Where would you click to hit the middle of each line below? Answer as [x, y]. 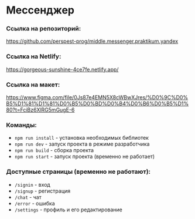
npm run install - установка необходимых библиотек [82, 138]
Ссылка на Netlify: [34, 56]
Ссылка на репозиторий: [44, 29]
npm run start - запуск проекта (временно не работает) [85, 157]
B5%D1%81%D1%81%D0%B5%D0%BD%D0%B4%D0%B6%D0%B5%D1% [97, 104]
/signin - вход [32, 184]
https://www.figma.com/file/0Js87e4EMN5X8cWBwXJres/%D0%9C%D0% [97, 97]
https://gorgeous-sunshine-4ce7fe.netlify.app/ [62, 69]
